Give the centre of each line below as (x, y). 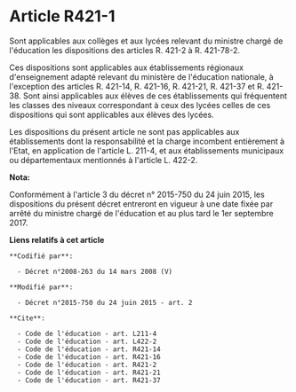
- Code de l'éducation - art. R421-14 (89, 349)
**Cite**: (28, 318)
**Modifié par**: (41, 287)
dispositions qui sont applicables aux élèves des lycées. (112, 114)
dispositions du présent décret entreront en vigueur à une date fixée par (141, 204)
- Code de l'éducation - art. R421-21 (89, 372)
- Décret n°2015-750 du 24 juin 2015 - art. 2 (105, 302)
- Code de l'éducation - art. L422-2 (87, 341)
